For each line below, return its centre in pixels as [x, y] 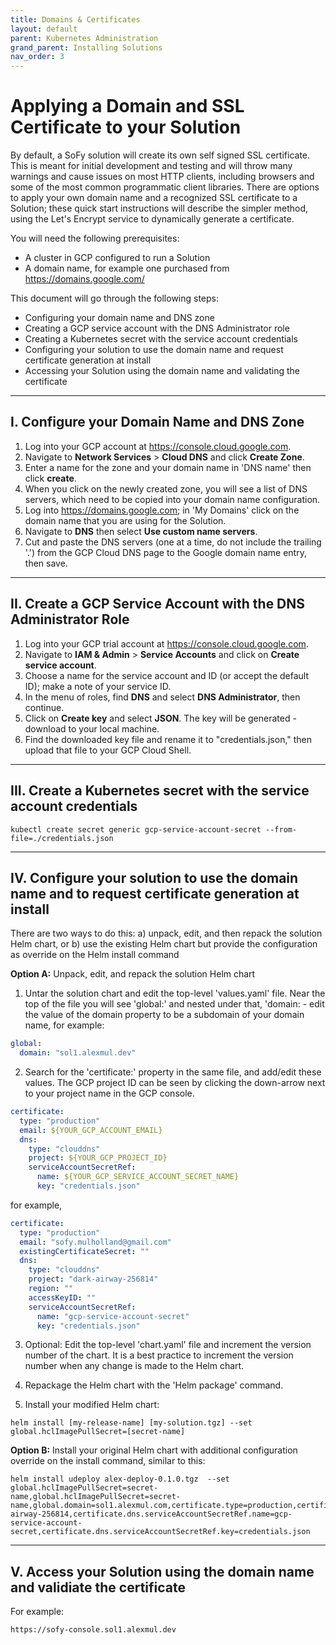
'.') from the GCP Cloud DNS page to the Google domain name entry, [165, 552]
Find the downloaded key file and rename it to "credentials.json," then [168, 739]
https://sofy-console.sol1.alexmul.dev [93, 1630]
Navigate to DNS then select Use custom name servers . [141, 531]
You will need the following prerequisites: [95, 238]
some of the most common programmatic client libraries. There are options [165, 187]
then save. [46, 563]
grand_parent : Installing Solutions [86, 47]
